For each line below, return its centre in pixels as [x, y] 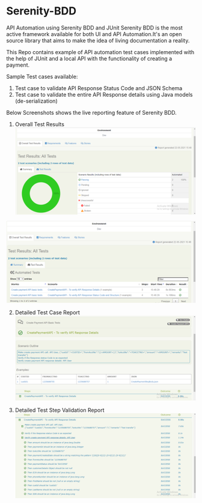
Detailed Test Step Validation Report [60, 410]
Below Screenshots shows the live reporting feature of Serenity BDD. [92, 112]
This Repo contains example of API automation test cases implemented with [100, 52]
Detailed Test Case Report [47, 312]
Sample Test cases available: [42, 76]
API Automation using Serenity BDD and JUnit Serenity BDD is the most [95, 28]
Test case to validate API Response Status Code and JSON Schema [99, 88]
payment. [18, 65]
